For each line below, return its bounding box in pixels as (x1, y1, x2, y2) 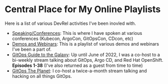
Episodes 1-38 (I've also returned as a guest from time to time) (12, 62, 143, 68)
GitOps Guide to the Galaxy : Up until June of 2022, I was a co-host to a (12, 52, 160, 58)
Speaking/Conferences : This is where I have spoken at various (12, 30, 142, 36)
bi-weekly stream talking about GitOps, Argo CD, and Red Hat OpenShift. (12, 57, 163, 63)
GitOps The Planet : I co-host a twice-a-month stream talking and (12, 67, 147, 74)
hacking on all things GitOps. (12, 73, 72, 79)
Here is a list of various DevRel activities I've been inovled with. (5, 20, 136, 26)
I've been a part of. (12, 46, 51, 52)
